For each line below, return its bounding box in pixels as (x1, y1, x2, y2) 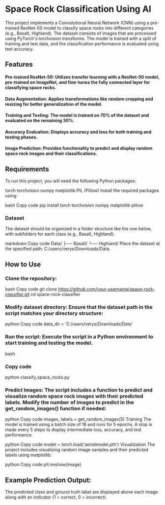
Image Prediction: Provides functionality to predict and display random (5, 145, 153, 151)
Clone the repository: (5, 275, 57, 282)
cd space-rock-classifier (30, 291, 81, 297)
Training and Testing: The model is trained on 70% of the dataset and (5, 112, 149, 118)
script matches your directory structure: (5, 310, 104, 317)
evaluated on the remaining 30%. (5, 117, 75, 124)
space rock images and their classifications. (5, 150, 97, 156)
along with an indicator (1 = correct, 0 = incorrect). (5, 494, 107, 500)
